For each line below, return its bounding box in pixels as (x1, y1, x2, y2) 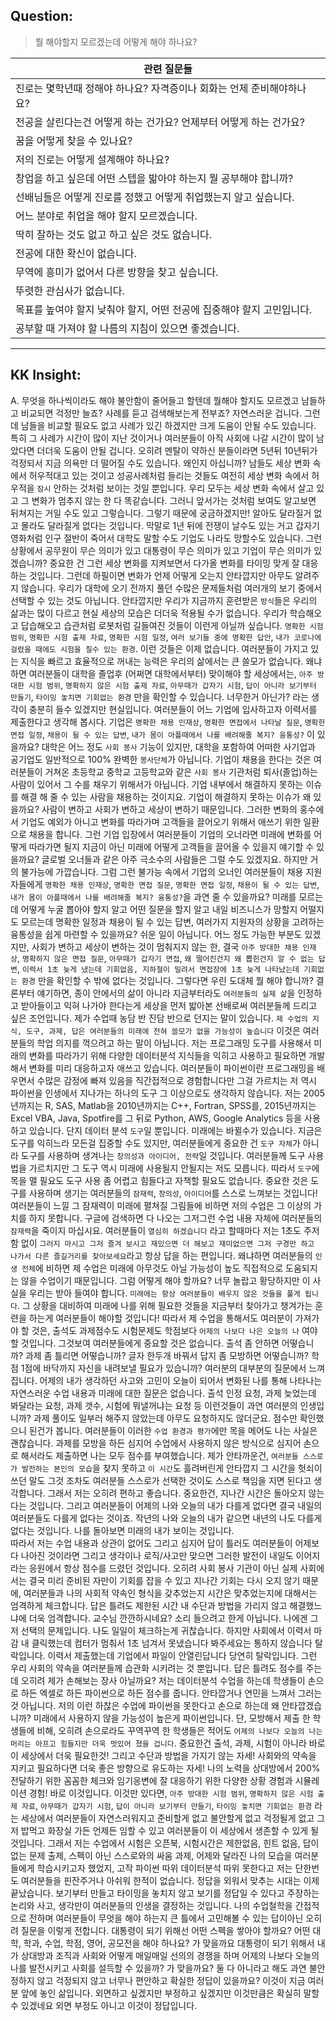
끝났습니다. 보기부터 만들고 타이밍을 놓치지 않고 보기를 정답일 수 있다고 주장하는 (10, 1887, 320, 1899)
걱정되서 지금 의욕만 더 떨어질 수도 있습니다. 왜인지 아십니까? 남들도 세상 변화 (10, 457, 311, 469)
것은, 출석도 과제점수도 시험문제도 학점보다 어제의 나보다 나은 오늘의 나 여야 (31, 1324, 318, 1336)
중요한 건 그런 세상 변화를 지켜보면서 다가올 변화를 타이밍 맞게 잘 (49, 557, 300, 569)
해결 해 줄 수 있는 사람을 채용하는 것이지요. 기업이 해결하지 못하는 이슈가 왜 (20, 790, 312, 803)
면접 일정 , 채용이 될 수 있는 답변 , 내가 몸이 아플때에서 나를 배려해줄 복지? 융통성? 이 (10, 728, 315, 740)
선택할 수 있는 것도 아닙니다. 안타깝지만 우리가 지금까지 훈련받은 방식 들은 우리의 (10, 594, 318, 606)
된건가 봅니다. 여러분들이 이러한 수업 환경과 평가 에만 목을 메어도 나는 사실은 (28, 1424, 318, 1436)
